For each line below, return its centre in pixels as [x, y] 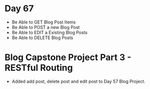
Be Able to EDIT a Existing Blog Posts [50, 32]
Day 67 [19, 9]
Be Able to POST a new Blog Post [46, 27]
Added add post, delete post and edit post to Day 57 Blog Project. [78, 81]
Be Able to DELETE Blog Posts [42, 38]
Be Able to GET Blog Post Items [44, 22]
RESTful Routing [39, 68]
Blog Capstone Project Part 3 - [68, 57]
